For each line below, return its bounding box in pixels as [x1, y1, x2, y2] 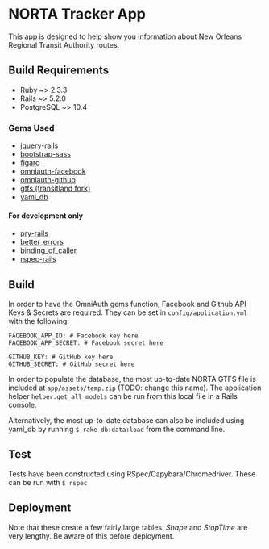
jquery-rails [19, 140, 59, 150]
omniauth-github [19, 175, 77, 185]
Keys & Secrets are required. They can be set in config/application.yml [8, 308, 248, 317]
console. [8, 400, 38, 410]
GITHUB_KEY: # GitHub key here [8, 353, 114, 362]
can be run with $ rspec [8, 477, 88, 487]
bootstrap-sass [19, 149, 71, 159]
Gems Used [8, 122, 55, 133]
